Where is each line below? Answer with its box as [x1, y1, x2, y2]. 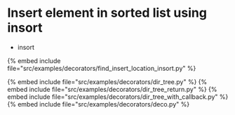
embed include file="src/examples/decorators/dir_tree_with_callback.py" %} [7, 93, 229, 101]
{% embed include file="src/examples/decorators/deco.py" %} [7, 100, 190, 108]
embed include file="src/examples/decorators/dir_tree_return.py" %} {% [7, 85, 217, 93]
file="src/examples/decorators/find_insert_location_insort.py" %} [7, 64, 196, 72]
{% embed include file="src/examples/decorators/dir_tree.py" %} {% [7, 77, 208, 86]
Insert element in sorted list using [7, 5, 207, 21]
